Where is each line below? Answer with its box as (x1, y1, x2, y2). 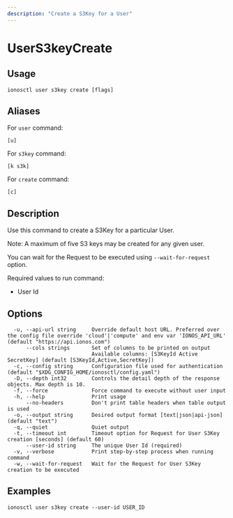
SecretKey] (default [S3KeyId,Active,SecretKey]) (7, 357, 155, 364)
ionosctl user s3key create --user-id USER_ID (7, 503, 145, 511)
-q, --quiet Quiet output (13, 424, 130, 431)
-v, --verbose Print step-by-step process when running (13, 448, 214, 455)
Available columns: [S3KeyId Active (91, 351, 198, 358)
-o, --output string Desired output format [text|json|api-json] (13, 412, 223, 419)
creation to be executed (7, 466, 80, 474)
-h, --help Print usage (13, 393, 127, 401)
